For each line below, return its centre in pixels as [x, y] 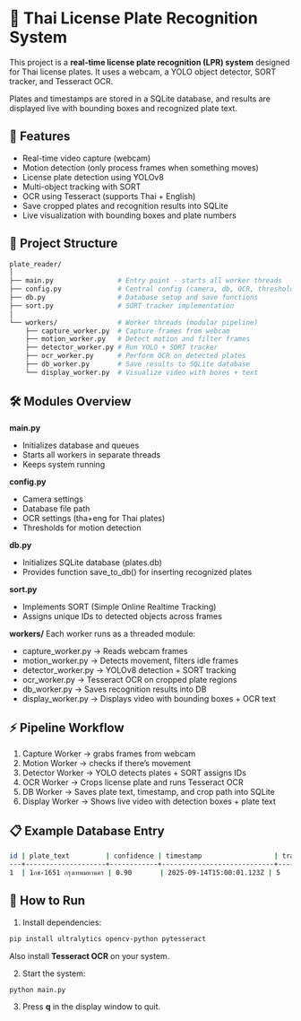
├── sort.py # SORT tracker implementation [122, 305]
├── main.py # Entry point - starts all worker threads [146, 281]
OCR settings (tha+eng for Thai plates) [94, 518]
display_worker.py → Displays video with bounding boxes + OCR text [149, 698]
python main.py [38, 990]
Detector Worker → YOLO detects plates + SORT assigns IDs [134, 773]
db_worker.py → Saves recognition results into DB [114, 689]
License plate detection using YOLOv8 [93, 177]
